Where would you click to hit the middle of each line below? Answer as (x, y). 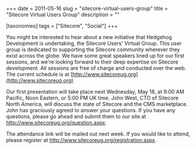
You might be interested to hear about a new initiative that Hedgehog (89, 37)
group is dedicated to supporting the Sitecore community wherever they (93, 49)
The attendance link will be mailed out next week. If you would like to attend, (98, 134)
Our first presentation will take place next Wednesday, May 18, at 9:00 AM (95, 92)
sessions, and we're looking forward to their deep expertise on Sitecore (92, 62)
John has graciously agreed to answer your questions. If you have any (91, 110)
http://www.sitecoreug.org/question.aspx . (56, 123)
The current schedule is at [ (39, 74)
